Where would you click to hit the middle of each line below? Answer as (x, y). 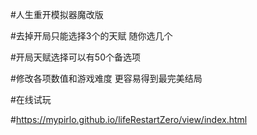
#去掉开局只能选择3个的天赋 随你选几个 (91, 36)
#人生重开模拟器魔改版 (57, 14)
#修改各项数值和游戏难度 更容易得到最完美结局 (106, 78)
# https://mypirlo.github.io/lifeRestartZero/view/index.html (129, 119)
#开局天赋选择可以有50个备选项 (76, 57)
